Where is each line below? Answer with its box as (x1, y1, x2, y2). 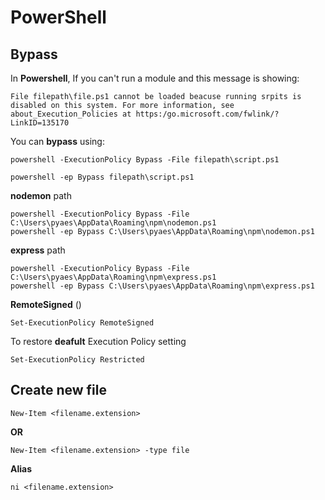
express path (10, 244, 66, 256)
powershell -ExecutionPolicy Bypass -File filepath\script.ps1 (10, 155, 280, 165)
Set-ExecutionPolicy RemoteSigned (10, 318, 155, 328)
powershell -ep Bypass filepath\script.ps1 (10, 172, 195, 182)
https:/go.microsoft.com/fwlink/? (135, 109, 280, 119)
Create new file (10, 382, 107, 399)
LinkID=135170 (10, 118, 70, 128)
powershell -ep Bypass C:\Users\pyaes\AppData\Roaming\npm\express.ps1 (10, 281, 315, 291)
